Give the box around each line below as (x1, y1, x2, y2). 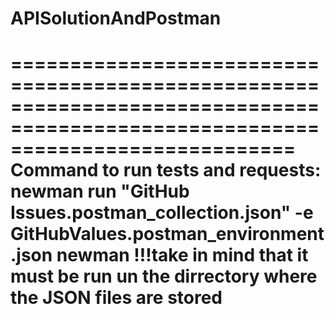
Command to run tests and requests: (10, 159, 322, 182)
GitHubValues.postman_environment (10, 223, 325, 246)
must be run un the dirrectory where (10, 265, 318, 288)
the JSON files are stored (10, 287, 223, 309)
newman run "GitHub (10, 180, 190, 203)
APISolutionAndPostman (10, 7, 222, 30)
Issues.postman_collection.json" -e (10, 202, 314, 224)
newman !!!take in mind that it (56, 244, 309, 267)
